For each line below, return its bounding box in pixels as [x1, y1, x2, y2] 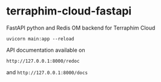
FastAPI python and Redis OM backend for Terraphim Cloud [6, 24, 156, 31]
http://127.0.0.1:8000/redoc [6, 58, 80, 64]
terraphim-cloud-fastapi [6, 4, 132, 18]
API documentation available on [6, 46, 86, 54]
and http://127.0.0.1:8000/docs [6, 68, 88, 76]
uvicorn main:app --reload [6, 36, 74, 42]
